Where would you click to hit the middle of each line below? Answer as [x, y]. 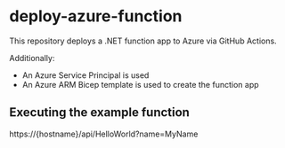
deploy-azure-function [96, 16]
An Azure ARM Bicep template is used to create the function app [141, 84]
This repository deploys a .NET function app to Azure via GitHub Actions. [143, 41]
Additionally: [32, 58]
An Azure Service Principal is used [85, 75]
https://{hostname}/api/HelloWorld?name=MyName [104, 134]
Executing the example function [99, 113]
